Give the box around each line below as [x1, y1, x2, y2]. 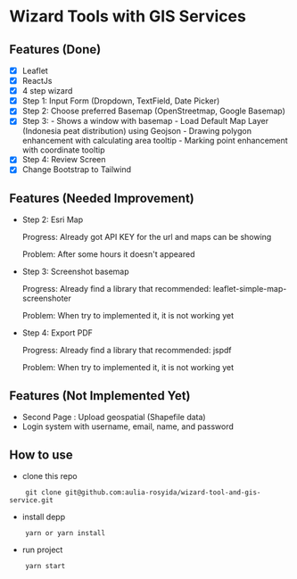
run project [21, 544, 63, 555]
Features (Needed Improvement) [9, 190, 194, 206]
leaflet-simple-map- [212, 284, 287, 294]
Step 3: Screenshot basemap [21, 266, 129, 277]
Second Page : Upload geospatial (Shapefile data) [21, 412, 207, 423]
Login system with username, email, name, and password [21, 421, 235, 432]
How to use [9, 447, 73, 462]
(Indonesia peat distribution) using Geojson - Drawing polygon [21, 126, 252, 136]
